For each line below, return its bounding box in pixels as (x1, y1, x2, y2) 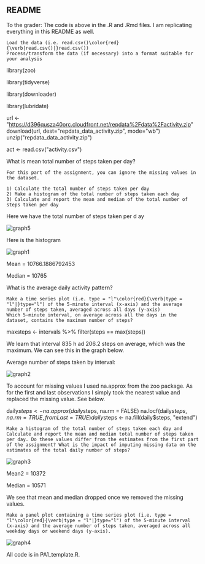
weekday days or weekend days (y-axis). (6, 528, 112, 534)
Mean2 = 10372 (6, 469, 46, 477)
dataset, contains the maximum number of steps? (6, 317, 133, 323)
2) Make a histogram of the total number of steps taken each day (6, 190, 180, 197)
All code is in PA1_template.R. (6, 550, 80, 558)
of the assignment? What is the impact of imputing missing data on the (6, 442, 196, 448)
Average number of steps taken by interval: (6, 358, 115, 366)
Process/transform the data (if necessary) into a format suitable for (6, 50, 193, 57)
